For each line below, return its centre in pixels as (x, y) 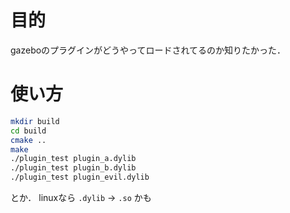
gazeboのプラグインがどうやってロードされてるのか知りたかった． (148, 50)
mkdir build (35, 121)
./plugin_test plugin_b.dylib (73, 168)
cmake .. (28, 140)
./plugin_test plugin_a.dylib (73, 159)
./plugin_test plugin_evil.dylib (80, 177)
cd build (28, 131)
